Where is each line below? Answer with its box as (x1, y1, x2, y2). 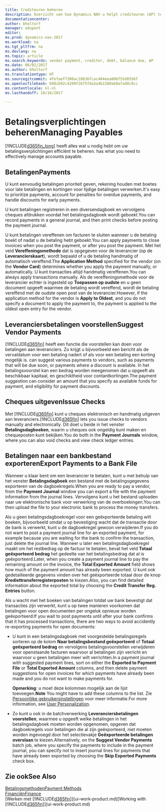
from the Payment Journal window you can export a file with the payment (5, 488, 156, 494)
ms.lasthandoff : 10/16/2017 (5, 90, 63, 95)
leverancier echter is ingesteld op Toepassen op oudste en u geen (5, 279, 141, 285)
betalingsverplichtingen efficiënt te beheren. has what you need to (5, 148, 140, 154)
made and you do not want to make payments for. (12, 676, 114, 681)
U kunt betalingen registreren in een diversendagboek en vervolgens (5, 206, 145, 212)
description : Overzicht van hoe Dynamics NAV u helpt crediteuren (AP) (5, 12, 156, 17)
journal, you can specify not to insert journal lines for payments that (12, 747, 150, 753)
